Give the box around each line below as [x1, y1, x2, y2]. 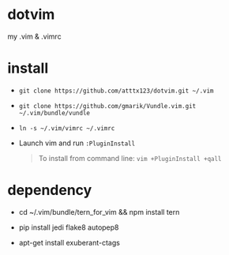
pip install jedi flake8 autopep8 [18, 223, 119, 232]
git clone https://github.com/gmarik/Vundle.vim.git [18, 102, 197, 110]
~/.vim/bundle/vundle [18, 109, 90, 117]
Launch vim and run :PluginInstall [18, 138, 136, 148]
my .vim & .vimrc [7, 32, 62, 41]
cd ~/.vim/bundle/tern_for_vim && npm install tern [18, 207, 180, 216]
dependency [7, 182, 92, 199]
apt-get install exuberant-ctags [18, 238, 120, 247]
